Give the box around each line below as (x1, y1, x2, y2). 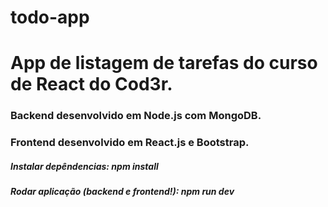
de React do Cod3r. (10, 73, 173, 96)
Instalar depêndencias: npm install (10, 160, 159, 172)
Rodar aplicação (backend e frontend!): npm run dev (10, 186, 235, 198)
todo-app (10, 6, 90, 29)
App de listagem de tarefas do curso (10, 52, 318, 75)
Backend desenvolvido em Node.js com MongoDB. (10, 109, 262, 123)
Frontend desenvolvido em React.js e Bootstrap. (10, 136, 250, 150)
